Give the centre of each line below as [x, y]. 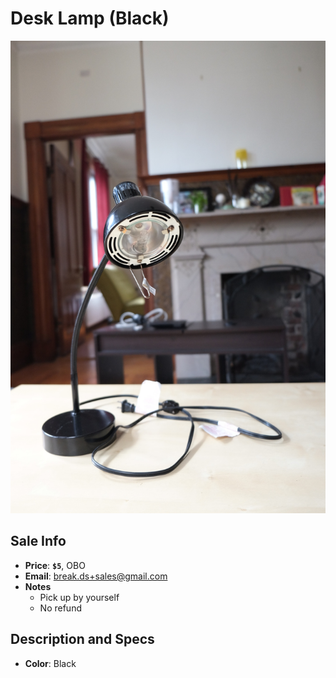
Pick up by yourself [79, 597]
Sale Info [38, 541]
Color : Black [50, 663]
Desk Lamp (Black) [90, 18]
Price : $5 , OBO [55, 565]
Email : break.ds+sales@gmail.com [96, 576]
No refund [60, 608]
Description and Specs [82, 639]
